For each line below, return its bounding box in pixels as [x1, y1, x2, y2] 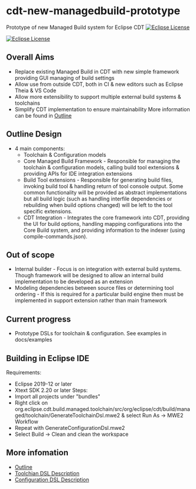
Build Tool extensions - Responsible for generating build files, [23, 176, 173, 183]
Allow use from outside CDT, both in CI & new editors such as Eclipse [14, 80, 184, 88]
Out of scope [6, 250, 55, 260]
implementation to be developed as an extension [14, 278, 133, 285]
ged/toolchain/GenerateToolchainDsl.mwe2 [14, 412, 120, 419]
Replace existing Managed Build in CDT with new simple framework [14, 68, 179, 75]
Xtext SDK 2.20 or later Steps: [14, 387, 88, 394]
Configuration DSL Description [14, 476, 90, 483]
